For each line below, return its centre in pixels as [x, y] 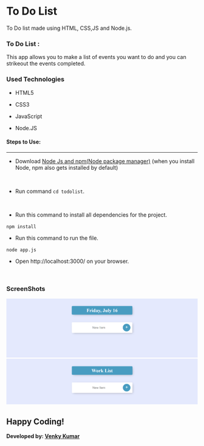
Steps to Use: [24, 142]
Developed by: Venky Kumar [43, 436]
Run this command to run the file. [57, 238]
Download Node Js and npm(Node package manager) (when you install [105, 161]
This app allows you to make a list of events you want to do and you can [96, 57]
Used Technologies [36, 79]
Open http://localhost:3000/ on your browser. [72, 261]
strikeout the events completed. [46, 64]
